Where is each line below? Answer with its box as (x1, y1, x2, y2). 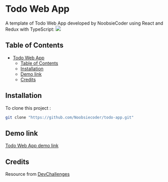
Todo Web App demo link (5, 143, 59, 149)
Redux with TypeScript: (5, 26, 55, 32)
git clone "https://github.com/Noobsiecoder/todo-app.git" (5, 115, 134, 120)
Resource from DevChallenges (5, 171, 70, 177)
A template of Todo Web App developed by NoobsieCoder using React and (5, 20, 163, 26)
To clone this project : (5, 105, 51, 111)
